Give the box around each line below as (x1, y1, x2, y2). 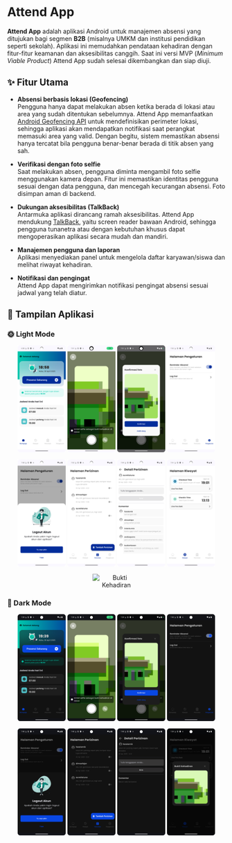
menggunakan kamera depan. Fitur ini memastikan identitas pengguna (17, 175, 219, 183)
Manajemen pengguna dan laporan (17, 245, 121, 254)
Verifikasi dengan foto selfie (17, 160, 101, 168)
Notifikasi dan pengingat (17, 274, 90, 282)
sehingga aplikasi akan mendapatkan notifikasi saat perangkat (17, 124, 195, 132)
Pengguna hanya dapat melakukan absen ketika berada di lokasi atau (17, 102, 215, 111)
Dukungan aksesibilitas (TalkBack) (17, 202, 120, 211)
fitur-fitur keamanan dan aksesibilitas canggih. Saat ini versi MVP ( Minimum (7, 49, 224, 57)
